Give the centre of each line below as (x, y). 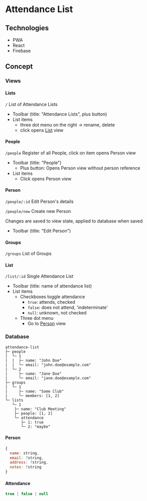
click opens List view (42, 130)
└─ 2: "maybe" (36, 427)
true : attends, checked (51, 302)
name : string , (24, 453)
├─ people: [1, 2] (33, 413)
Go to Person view (47, 323)
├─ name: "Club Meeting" (40, 409)
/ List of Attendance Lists (31, 104)
